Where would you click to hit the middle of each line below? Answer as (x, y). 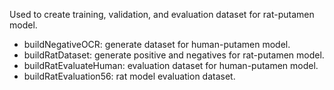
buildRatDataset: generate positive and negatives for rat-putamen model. (174, 55)
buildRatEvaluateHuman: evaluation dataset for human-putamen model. (171, 65)
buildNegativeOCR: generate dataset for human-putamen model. (157, 44)
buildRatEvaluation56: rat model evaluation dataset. (129, 76)
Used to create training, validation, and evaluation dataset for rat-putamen (162, 14)
